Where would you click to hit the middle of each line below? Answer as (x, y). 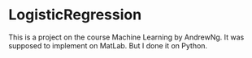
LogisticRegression (75, 15)
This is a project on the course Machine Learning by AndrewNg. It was (126, 37)
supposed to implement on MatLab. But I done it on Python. (108, 45)
